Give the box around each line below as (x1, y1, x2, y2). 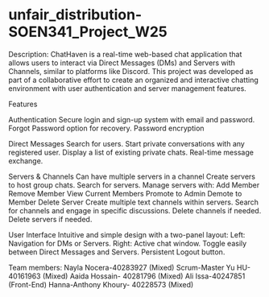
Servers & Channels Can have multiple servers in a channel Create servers (8, 171, 256, 181)
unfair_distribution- (8, 6, 143, 24)
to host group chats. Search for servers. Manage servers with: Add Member (8, 179, 260, 190)
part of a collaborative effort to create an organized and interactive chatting (8, 75, 259, 85)
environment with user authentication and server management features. (8, 83, 247, 93)
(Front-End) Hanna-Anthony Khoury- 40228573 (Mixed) (8, 279, 194, 289)
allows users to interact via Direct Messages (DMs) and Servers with (8, 58, 236, 68)
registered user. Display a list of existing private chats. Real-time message (8, 147, 254, 157)
